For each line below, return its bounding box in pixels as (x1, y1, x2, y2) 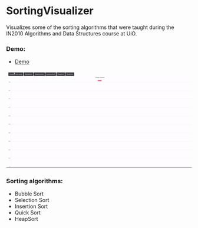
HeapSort (14, 216, 38, 223)
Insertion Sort (14, 203, 48, 210)
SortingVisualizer (6, 4, 94, 18)
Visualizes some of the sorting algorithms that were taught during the (6, 24, 174, 31)
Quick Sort (14, 209, 41, 216)
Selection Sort (14, 197, 49, 204)
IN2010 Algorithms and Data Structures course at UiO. (6, 30, 137, 37)
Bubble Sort (14, 190, 44, 197)
